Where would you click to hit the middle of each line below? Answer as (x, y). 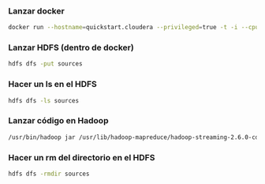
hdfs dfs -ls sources (44, 100)
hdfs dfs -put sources (45, 64)
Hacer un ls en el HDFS (52, 84)
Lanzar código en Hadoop (58, 121)
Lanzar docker (36, 11)
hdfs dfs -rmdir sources (49, 174)
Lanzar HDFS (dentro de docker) (71, 47)
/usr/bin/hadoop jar (42, 137)
